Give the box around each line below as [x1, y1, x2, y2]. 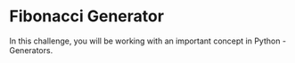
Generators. [9, 44, 53, 55]
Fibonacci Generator [9, 6, 165, 27]
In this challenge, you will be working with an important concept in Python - [9, 35, 287, 46]
